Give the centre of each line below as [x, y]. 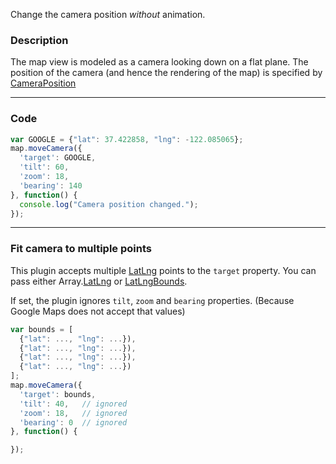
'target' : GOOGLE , [58, 158]
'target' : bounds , [58, 394]
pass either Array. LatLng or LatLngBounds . [99, 281]
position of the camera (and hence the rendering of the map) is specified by [166, 73]
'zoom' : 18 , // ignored [73, 413]
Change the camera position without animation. [108, 14]
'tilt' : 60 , [44, 167]
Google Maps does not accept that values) [98, 311]
